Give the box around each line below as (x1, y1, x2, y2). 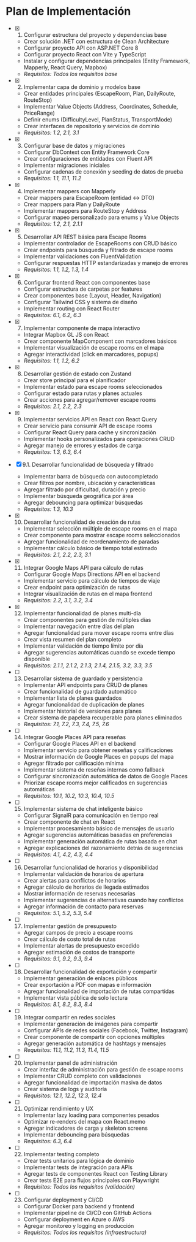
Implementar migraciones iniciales (23, 161, 111, 169)
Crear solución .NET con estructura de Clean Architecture (23, 37, 169, 45)
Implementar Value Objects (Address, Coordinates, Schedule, (23, 102, 178, 110)
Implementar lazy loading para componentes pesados (23, 1111, 159, 1119)
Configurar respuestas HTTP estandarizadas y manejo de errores (23, 259, 189, 266)
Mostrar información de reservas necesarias (23, 889, 136, 897)
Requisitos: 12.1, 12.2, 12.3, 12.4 (23, 1092, 102, 1099)
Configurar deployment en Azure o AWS (23, 1216, 125, 1223)
